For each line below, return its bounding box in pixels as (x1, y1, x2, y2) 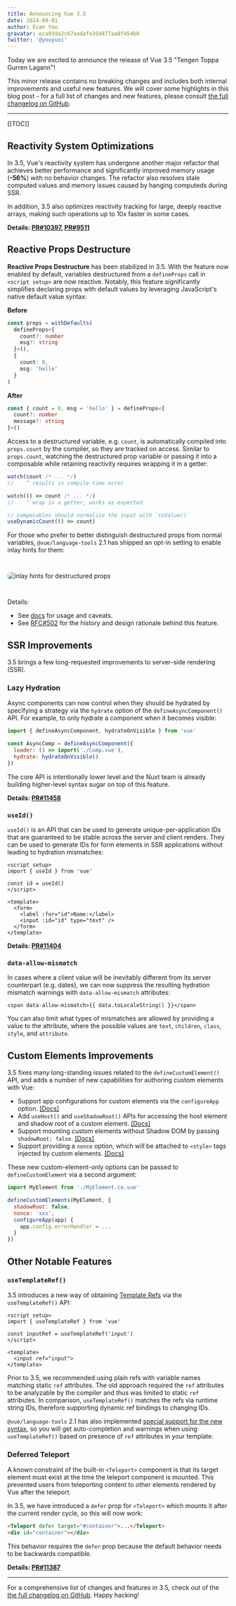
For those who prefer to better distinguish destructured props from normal (7, 531, 223, 539)
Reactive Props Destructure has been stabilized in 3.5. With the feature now (7, 262, 229, 271)
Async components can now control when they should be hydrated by (7, 699, 211, 707)
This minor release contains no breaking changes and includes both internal (7, 77, 227, 85)
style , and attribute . (7, 1029, 70, 1038)
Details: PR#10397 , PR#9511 (7, 223, 90, 232)
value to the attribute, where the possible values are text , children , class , (7, 1022, 222, 1030)
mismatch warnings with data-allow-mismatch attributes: (7, 988, 171, 997)
